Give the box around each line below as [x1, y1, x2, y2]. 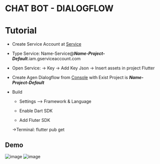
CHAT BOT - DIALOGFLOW [5, 3, 114, 14]
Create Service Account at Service [12, 41, 81, 47]
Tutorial [5, 25, 37, 36]
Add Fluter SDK [19, 117, 50, 123]
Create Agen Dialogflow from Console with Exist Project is [12, 75, 128, 81]
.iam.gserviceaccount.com [27, 56, 81, 62]
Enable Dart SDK [19, 108, 53, 114]
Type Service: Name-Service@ [12, 50, 74, 56]
